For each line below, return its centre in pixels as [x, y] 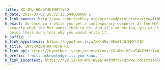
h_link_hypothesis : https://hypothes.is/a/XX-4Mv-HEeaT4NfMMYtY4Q [74, 42]
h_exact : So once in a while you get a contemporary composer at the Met [82, 23]
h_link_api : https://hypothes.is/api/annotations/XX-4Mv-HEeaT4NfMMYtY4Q [82, 51]
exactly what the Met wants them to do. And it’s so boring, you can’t [84, 28]
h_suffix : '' [18, 37]
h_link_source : [21, 19]
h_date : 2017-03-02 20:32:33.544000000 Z [48, 14]
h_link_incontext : [24, 60]
